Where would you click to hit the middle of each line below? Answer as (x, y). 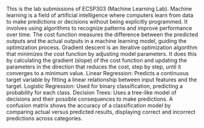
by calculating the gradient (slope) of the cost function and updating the (97, 60)
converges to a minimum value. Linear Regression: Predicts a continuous (97, 73)
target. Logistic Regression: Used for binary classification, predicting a (95, 86)
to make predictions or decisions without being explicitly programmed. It (97, 22)
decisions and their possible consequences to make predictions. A (90, 99)
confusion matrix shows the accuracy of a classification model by (89, 105)
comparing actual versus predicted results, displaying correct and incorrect (101, 112)
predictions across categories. (44, 118)
